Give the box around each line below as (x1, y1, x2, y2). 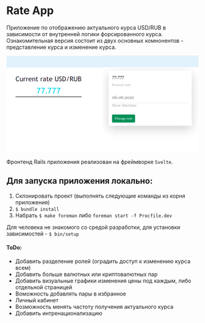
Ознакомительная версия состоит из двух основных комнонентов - (6, 37, 184, 44)
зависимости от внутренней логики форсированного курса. (6, 30, 164, 37)
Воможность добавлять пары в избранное (15, 290, 126, 297)
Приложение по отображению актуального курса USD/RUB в (6, 24, 167, 31)
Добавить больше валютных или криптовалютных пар (15, 270, 158, 278)
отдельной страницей (15, 283, 73, 291)
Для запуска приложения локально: (6, 176, 153, 187)
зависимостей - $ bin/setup (6, 230, 79, 237)
